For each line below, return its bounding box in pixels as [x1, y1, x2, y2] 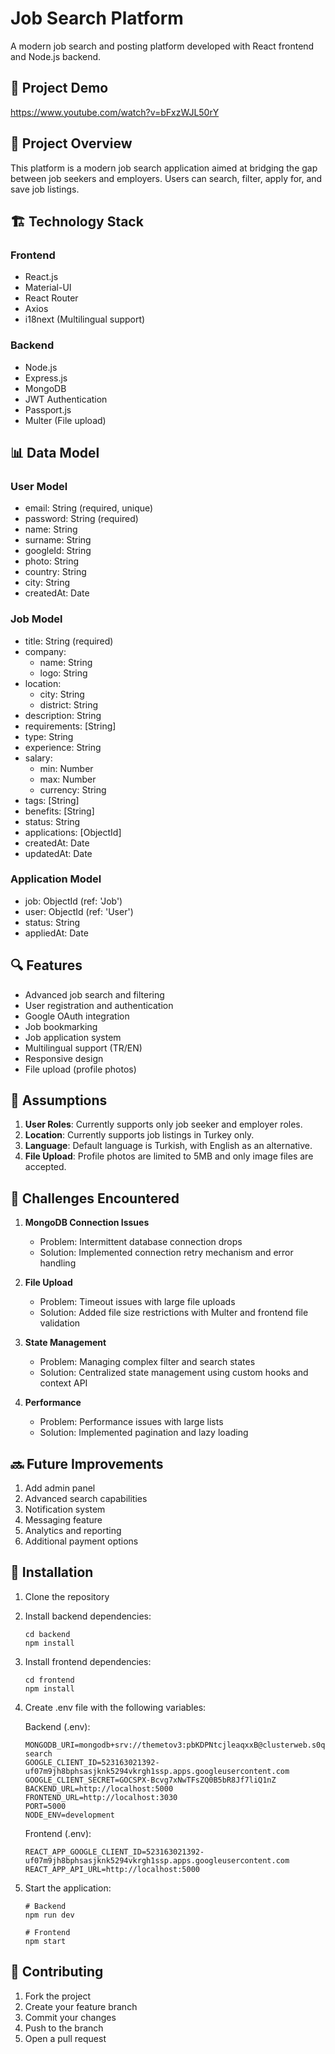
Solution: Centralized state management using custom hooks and [39, 1367, 309, 1379]
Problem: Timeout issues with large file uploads [39, 1296, 236, 1308]
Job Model [10, 612, 63, 626]
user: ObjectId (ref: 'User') [24, 905, 134, 917]
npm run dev [24, 1910, 75, 1920]
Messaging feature [24, 1514, 103, 1526]
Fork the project [24, 1990, 92, 2002]
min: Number [39, 762, 94, 774]
